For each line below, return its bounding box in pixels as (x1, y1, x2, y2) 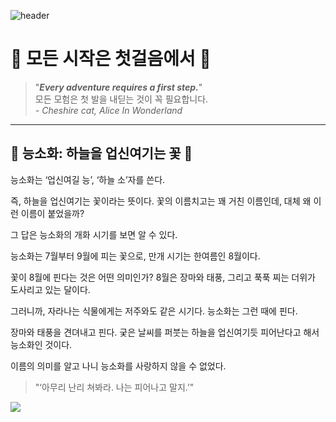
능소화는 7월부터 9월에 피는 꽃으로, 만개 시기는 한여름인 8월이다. (10, 250, 261, 262)
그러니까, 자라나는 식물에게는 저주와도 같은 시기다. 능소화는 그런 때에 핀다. (10, 305, 298, 317)
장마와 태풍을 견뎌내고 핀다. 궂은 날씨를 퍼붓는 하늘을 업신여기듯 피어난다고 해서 (10, 326, 320, 338)
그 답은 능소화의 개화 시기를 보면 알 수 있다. (10, 228, 178, 240)
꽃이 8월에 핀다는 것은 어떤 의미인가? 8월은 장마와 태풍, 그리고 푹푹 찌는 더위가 (10, 271, 316, 283)
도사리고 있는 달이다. (10, 283, 91, 295)
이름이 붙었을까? (20, 207, 85, 219)
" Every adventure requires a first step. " (34, 81, 203, 93)
